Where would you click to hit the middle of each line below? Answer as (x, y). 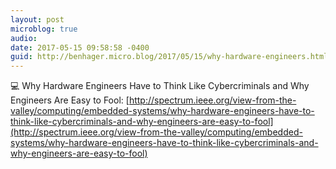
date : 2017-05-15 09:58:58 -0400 (80, 47)
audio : (24, 38)
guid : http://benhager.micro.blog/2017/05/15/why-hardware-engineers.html (169, 57)
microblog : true (44, 29)
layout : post (37, 19)
